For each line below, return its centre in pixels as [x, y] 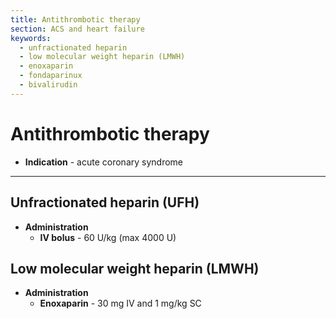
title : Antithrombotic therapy [75, 19]
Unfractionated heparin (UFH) [105, 202]
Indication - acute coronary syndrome [104, 162]
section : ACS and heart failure [77, 29]
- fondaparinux [51, 76]
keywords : [31, 38]
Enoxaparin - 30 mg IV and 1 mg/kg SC [120, 303]
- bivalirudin [48, 85]
